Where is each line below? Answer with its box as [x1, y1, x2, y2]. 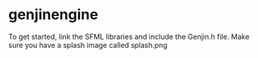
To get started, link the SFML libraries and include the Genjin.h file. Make [8, 32, 250, 41]
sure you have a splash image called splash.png [8, 40, 168, 49]
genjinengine [8, 6, 98, 24]
